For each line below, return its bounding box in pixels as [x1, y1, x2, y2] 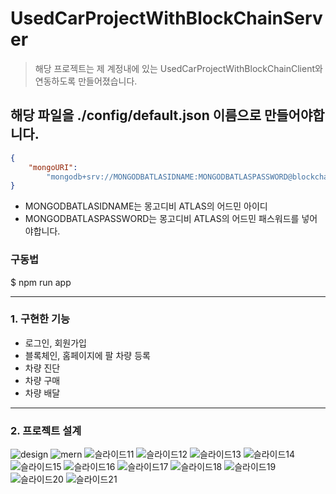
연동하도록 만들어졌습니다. [34, 75, 138, 87]
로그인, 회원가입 [24, 337, 87, 349]
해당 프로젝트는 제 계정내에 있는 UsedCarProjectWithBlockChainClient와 [34, 62, 323, 74]
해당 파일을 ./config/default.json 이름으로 [10, 107, 262, 124]
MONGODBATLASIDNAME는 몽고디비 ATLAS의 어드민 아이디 [24, 200, 268, 212]
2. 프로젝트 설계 [10, 423, 82, 437]
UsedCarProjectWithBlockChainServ [10, 7, 323, 30]
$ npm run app [10, 276, 72, 288]
